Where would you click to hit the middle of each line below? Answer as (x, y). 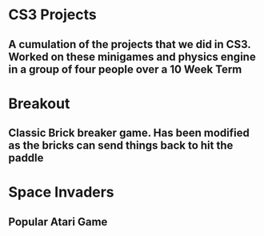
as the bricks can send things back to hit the (121, 146)
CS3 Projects (53, 15)
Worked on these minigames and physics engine (132, 56)
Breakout (39, 104)
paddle (26, 158)
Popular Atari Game (58, 222)
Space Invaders (61, 192)
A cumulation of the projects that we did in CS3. (130, 44)
